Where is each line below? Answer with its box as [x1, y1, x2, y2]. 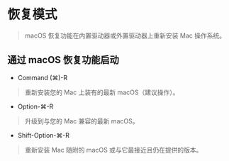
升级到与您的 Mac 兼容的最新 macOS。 [24, 116, 139, 125]
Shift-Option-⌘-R [17, 131, 69, 139]
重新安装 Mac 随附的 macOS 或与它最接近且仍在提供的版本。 [24, 145, 203, 154]
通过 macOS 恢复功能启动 [7, 54, 119, 66]
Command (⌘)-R [17, 73, 68, 82]
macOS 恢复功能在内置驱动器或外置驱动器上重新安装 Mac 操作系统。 [24, 31, 225, 40]
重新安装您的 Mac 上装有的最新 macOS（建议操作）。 [24, 88, 179, 96]
